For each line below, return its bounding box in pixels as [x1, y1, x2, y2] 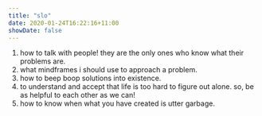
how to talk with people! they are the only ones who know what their [19, 48, 244, 58]
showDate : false [8, 26, 62, 34]
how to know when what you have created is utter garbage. [19, 99, 215, 108]
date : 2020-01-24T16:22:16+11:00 [8, 19, 119, 27]
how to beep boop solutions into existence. [19, 73, 162, 83]
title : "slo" [8, 11, 52, 20]
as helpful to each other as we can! [19, 91, 135, 100]
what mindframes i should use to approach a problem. [19, 65, 197, 75]
